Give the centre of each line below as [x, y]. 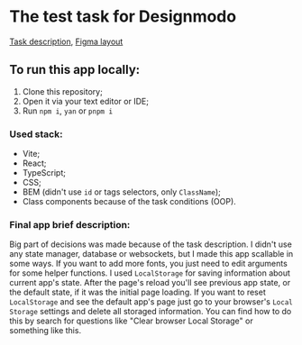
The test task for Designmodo [123, 17]
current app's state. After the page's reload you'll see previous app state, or [150, 283]
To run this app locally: [75, 70]
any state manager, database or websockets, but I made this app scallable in [151, 254]
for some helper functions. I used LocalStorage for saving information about [150, 273]
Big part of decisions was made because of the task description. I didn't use [151, 244]
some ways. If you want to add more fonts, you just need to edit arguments [149, 264]
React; [34, 163]
